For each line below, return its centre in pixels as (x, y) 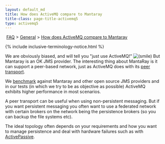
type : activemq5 (22, 23)
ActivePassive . (20, 137)
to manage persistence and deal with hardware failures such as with (74, 132)
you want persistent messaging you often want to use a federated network (81, 106)
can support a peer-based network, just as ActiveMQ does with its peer (78, 67)
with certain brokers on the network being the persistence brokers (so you (81, 112)
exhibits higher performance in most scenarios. (53, 92)
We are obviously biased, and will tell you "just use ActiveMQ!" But (82, 56)
